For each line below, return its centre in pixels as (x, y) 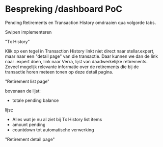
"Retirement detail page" (30, 139)
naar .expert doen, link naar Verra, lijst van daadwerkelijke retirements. (77, 61)
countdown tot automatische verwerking (53, 130)
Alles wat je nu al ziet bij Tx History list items (57, 119)
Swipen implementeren (28, 32)
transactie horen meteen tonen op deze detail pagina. (59, 72)
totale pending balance (35, 100)
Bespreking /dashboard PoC (64, 9)
